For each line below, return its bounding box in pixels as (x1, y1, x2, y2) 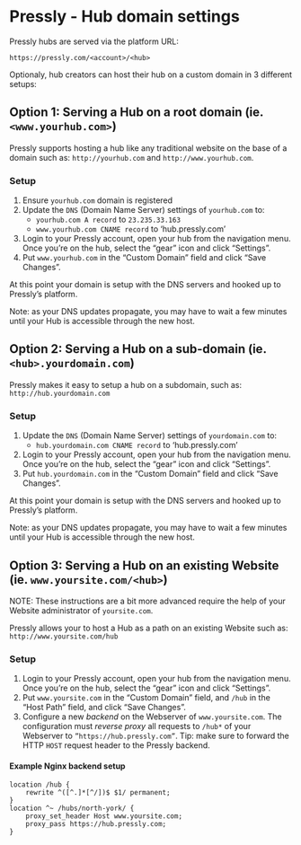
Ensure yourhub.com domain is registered (22, 195, 173, 206)
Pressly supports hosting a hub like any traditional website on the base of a (9, 142, 288, 154)
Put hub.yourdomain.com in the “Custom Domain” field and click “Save (22, 469, 279, 480)
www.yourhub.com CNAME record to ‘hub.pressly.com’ (35, 224, 226, 234)
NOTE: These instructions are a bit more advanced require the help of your (9, 595, 286, 606)
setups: (9, 78, 38, 89)
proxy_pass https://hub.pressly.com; (25, 820, 167, 829)
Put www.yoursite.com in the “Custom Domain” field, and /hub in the (22, 692, 271, 703)
